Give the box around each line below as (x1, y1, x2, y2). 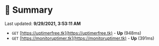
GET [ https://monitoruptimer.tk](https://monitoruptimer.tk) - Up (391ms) (11, 35, 155, 41)
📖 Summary (4, 4, 53, 16)
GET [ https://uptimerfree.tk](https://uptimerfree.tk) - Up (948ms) (11, 30, 142, 36)
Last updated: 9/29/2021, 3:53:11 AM (4, 21, 81, 26)
